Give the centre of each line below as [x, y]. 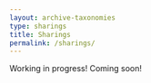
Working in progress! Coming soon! [76, 69]
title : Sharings [40, 34]
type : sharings [38, 26]
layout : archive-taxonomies [63, 18]
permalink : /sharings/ [52, 43]
